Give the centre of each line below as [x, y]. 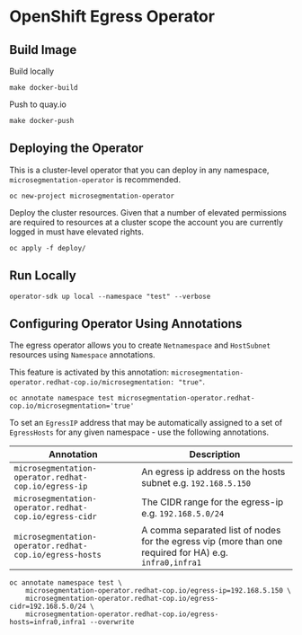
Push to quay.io [38, 104]
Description [215, 454]
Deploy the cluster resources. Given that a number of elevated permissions [148, 212]
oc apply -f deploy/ [48, 248]
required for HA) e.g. [185, 552]
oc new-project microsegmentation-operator [92, 196]
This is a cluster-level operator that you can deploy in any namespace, [139, 170]
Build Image [43, 50]
